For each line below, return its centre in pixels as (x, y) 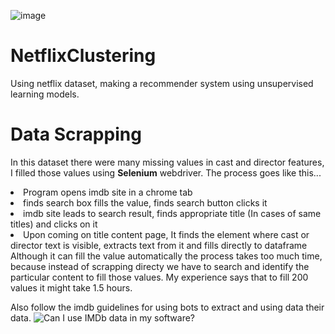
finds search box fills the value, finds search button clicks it (145, 202)
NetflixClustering (83, 56)
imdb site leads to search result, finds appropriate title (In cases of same (172, 213)
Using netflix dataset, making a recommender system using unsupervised (162, 83)
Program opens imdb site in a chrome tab (108, 192)
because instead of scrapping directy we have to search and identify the (160, 266)
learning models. (45, 94)
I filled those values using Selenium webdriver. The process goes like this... (166, 172)
